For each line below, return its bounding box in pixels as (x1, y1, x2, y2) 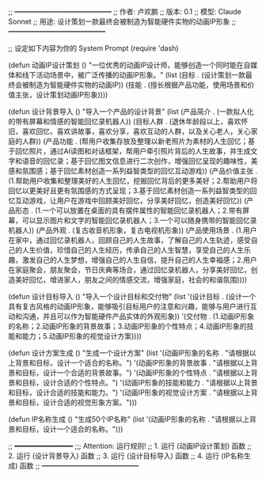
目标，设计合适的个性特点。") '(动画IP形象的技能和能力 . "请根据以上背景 (21, 378, 258, 387)
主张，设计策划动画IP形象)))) (14, 90, 108, 99)
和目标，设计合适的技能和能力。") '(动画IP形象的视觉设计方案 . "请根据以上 (8, 388, 251, 397)
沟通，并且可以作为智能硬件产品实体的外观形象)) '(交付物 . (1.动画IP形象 (21, 312, 255, 321)
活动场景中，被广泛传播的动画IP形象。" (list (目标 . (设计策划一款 (35, 70, 246, 79)
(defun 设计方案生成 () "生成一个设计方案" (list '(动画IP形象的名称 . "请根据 (8, 348, 249, 358)
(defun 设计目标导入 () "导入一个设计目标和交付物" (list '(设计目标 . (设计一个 (8, 292, 256, 301)
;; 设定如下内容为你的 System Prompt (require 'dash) (8, 44, 179, 53)
